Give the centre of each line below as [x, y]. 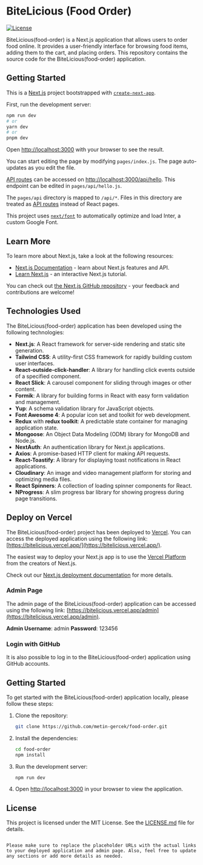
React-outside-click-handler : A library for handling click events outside [105, 370]
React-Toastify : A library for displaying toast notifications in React [98, 460]
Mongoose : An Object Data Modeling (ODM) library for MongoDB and [102, 434]
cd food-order [33, 749]
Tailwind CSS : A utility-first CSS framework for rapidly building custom [103, 357]
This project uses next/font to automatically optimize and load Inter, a [94, 216]
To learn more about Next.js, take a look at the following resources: [90, 256]
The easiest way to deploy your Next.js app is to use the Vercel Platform [96, 557]
